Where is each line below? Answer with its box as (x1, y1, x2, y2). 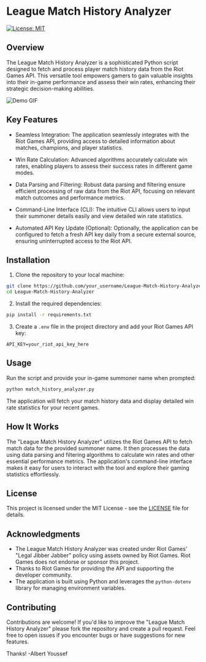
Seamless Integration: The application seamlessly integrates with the (15, 131, 189, 138)
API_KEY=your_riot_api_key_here (6, 341, 89, 348)
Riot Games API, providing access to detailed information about (15, 137, 176, 145)
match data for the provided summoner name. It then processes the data (6, 444, 190, 452)
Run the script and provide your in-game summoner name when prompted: (6, 374, 196, 381)
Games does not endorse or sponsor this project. (15, 558, 140, 566)
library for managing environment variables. (15, 585, 126, 592)
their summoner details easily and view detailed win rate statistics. (15, 212, 183, 219)
